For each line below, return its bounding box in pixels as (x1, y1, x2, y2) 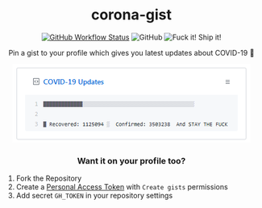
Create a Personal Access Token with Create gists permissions (15, 182, 228, 192)
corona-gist (91, 6, 172, 24)
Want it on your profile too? (77, 155, 186, 166)
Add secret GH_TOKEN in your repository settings (15, 191, 173, 201)
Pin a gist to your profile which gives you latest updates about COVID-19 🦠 (8, 48, 255, 57)
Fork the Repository (15, 173, 82, 183)
